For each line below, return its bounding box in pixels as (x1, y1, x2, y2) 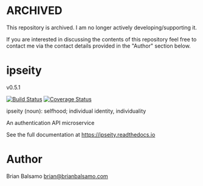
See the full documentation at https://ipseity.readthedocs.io (6, 131, 156, 138)
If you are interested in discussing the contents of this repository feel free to (6, 35, 197, 43)
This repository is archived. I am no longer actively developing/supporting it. (6, 24, 198, 31)
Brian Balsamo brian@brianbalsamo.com (6, 172, 108, 180)
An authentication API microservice (6, 119, 95, 126)
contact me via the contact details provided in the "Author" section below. (6, 42, 191, 49)
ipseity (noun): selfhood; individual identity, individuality (6, 107, 146, 115)
